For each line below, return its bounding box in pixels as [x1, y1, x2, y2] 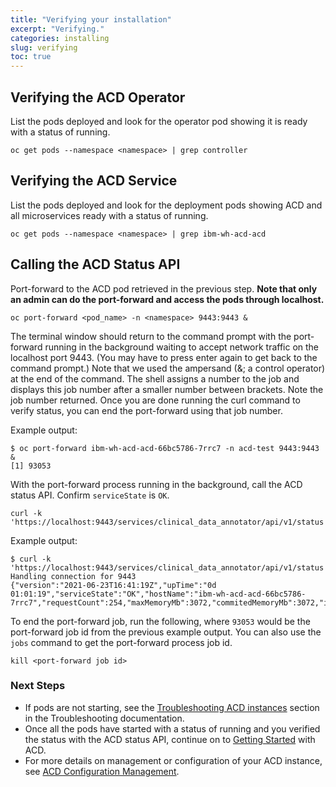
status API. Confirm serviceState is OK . [10, 489, 170, 501]
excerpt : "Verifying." [10, 24, 105, 34]
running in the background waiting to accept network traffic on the [44, 341, 320, 353]
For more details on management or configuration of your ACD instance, [24, 754, 323, 766]
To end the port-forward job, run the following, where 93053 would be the [10, 615, 311, 627]
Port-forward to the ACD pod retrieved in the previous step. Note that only [10, 282, 318, 295]
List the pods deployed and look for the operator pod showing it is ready [10, 115, 308, 127]
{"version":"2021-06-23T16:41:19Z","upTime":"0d [10, 580, 217, 590]
